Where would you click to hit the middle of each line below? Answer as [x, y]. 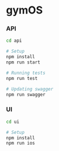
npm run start [23, 62]
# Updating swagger [30, 89]
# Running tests [26, 73]
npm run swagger [26, 95]
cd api [14, 41]
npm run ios [20, 143]
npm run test [22, 78]
